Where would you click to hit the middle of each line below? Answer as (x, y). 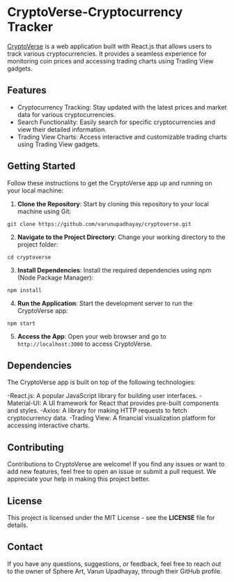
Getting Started (41, 166)
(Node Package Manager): (55, 277)
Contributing (36, 447)
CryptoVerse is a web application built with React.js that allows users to (110, 46)
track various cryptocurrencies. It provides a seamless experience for (107, 54)
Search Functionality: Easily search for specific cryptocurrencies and (116, 122)
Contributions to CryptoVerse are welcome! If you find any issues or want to (116, 464)
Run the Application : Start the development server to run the (105, 303)
